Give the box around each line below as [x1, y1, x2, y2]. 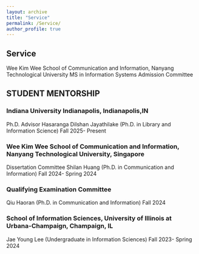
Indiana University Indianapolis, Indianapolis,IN [6, 107, 149, 115]
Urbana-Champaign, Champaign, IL [6, 222, 113, 230]
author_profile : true [6, 26, 61, 32]
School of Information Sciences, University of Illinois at [6, 214, 172, 222]
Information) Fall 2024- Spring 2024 [6, 170, 97, 177]
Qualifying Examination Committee [6, 185, 112, 193]
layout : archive [6, 9, 47, 15]
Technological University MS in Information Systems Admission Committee [6, 71, 194, 78]
